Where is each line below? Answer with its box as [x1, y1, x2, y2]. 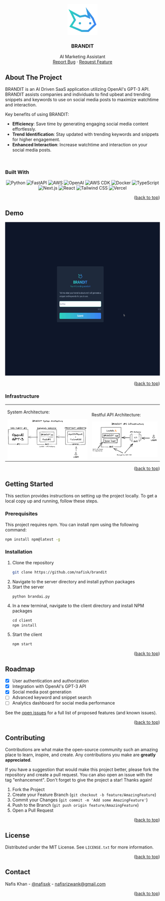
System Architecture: [7, 409, 50, 415]
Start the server [12, 584, 44, 590]
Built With [5, 169, 29, 176]
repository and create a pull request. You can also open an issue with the [5, 772, 153, 778]
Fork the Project [12, 787, 45, 792]
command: [5, 527, 27, 533]
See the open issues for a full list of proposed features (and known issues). [5, 710, 157, 716]
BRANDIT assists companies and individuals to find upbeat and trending [5, 91, 151, 97]
